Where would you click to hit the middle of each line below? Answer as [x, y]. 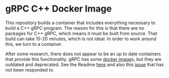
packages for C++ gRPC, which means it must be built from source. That [81, 33]
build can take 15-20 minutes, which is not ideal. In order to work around [81, 39]
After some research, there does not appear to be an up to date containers [83, 54]
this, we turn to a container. [34, 44]
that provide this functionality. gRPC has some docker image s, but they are [83, 59]
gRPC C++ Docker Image [59, 9]
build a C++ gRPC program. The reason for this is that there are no [75, 28]
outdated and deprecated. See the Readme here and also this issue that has [84, 64]
